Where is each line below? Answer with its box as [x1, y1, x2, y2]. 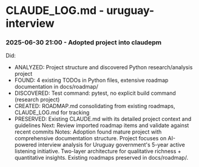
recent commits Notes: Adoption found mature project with [14, 128, 162, 135]
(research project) [14, 96, 60, 103]
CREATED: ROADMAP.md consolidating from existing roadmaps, [14, 103, 175, 110]
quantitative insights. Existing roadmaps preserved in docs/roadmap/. [14, 154, 189, 162]
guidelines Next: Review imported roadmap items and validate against [14, 122, 189, 129]
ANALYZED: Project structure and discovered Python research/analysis [14, 64, 193, 71]
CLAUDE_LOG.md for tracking [14, 109, 90, 116]
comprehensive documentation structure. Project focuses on [14, 135, 167, 142]
